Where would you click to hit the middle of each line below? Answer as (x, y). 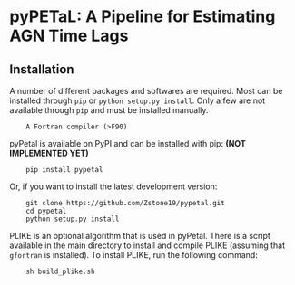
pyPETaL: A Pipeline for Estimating (143, 17)
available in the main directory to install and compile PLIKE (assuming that (147, 245)
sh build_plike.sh (60, 271)
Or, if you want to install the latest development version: (113, 186)
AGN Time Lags (69, 36)
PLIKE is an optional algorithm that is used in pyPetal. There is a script (140, 236)
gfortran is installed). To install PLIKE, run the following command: (134, 255)
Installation (42, 69)
